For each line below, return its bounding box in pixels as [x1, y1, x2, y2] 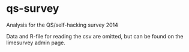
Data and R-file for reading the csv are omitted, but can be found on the [6, 32, 184, 40]
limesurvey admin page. [6, 39, 66, 46]
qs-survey [6, 2, 59, 15]
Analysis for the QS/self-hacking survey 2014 [6, 21, 119, 28]
